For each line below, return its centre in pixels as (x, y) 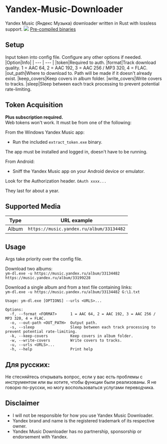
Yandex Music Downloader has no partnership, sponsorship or (77, 431)
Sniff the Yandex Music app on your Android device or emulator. (78, 171)
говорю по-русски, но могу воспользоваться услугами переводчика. (80, 387)
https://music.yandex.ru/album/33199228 (48, 278)
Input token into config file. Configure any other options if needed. (73, 57)
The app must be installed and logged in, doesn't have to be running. (76, 151)
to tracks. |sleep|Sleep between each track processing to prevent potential (82, 83)
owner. (20, 426)
